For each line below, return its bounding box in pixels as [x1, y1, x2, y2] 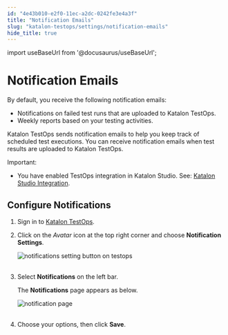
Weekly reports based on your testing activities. [17, 117, 153, 125]
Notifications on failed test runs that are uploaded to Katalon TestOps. [17, 109, 216, 118]
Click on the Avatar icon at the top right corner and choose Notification [17, 231, 222, 239]
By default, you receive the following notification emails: [7, 96, 167, 104]
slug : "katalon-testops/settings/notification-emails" [7, 23, 169, 30]
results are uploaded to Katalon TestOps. [7, 145, 124, 153]
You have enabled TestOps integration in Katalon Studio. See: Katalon [17, 171, 216, 180]
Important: [7, 158, 37, 166]
